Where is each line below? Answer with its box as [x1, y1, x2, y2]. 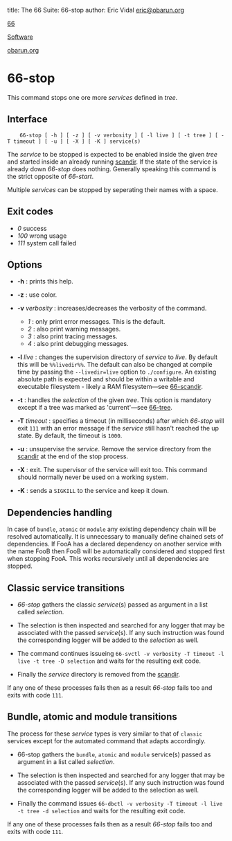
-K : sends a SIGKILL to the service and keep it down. [17, 487, 170, 495]
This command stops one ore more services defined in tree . [7, 93, 178, 101]
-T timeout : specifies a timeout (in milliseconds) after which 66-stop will [17, 417, 224, 425]
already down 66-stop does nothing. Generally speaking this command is [7, 164, 217, 173]
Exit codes [7, 206, 54, 218]
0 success [17, 224, 47, 232]
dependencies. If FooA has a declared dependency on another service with [7, 540, 222, 548]
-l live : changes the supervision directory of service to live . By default [17, 353, 218, 361]
